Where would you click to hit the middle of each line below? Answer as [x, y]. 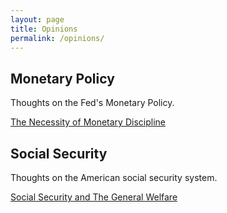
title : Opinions [44, 29]
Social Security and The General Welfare [94, 197]
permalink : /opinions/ [57, 38]
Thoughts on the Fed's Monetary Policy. [92, 103]
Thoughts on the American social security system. [114, 177]
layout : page [37, 19]
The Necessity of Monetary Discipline [88, 122]
